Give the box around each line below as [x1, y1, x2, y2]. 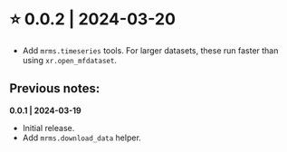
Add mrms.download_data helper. [22, 132, 142, 143]
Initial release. [22, 122, 75, 133]
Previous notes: [9, 81, 100, 97]
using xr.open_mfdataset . [22, 54, 118, 65]
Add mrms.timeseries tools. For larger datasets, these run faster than [22, 44, 279, 56]
